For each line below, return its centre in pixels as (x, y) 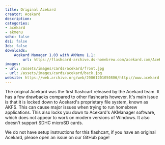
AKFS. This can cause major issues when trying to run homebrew (71, 107)
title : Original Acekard (30, 10)
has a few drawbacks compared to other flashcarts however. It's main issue (82, 97)
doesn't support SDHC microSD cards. (44, 123)
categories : (17, 23)
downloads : (16, 50)
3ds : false (16, 46)
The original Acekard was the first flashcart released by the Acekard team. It (82, 91)
